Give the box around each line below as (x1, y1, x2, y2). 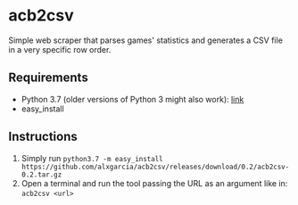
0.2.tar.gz (21, 170, 62, 179)
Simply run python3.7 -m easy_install (21, 152, 164, 163)
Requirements (8, 70, 88, 86)
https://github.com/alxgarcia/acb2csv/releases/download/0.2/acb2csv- (21, 162, 290, 171)
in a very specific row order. (8, 44, 112, 54)
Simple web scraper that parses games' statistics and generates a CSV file (8, 35, 283, 45)
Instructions (8, 129, 78, 144)
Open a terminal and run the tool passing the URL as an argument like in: (21, 177, 288, 188)
